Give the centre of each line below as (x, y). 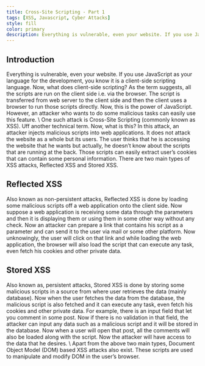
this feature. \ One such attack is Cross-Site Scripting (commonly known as (101, 119)
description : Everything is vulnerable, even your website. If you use (99, 35)
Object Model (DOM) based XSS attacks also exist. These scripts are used (100, 350)
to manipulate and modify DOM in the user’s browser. (73, 356)
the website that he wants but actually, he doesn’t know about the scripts (98, 145)
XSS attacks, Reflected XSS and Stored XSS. (63, 165)
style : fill (21, 23)
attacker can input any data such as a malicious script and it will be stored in (102, 324)
